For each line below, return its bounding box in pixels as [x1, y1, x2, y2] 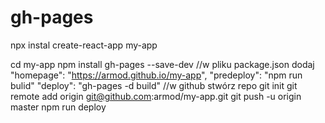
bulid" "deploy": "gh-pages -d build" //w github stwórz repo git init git [10, 79, 298, 91]
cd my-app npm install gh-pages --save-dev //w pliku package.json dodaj [10, 58, 315, 70]
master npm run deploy [10, 101, 107, 113]
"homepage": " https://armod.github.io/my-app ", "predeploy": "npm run [10, 69, 303, 81]
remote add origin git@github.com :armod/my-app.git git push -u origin [10, 90, 302, 102]
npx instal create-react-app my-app [10, 39, 158, 51]
